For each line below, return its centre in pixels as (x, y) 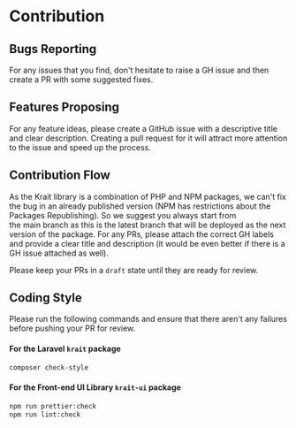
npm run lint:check (45, 414)
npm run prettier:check (53, 406)
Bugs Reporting (53, 49)
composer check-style (49, 367)
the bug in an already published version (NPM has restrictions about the (140, 206)
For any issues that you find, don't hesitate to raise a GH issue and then (139, 70)
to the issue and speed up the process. (80, 147)
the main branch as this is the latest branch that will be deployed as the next (148, 225)
